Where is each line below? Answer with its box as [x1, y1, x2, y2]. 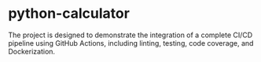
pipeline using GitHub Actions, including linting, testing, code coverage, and [8, 38, 254, 47]
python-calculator [8, 5, 130, 22]
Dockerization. [8, 46, 56, 56]
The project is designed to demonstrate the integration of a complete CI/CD [8, 30, 253, 40]
